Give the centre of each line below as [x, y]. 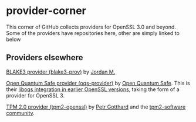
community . [21, 113]
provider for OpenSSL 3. [36, 95]
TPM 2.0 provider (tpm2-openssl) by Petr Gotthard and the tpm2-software [96, 107]
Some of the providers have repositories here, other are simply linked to [93, 33]
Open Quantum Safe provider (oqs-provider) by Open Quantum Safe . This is [98, 83]
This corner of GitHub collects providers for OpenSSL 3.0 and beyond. [91, 27]
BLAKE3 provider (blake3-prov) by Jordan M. [61, 72]
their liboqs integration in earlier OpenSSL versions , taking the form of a [93, 89]
